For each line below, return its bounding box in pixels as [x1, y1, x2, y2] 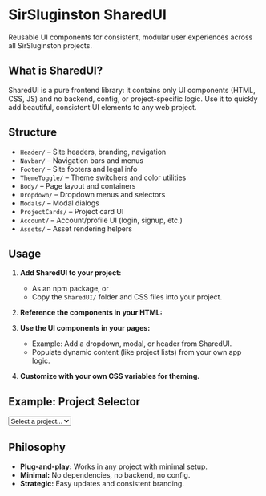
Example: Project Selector [8, 395, 141, 409]
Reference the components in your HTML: [19, 307, 163, 318]
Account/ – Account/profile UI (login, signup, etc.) [19, 215, 183, 225]
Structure [8, 126, 58, 140]
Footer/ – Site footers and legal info [19, 164, 138, 173]
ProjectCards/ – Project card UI [19, 206, 124, 216]
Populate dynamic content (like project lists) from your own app [31, 348, 242, 357]
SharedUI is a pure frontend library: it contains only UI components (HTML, [8, 85, 256, 95]
